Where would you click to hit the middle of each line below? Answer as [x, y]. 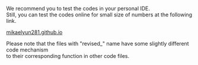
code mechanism [27, 50]
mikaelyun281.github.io [34, 32]
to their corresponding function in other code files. [68, 56]
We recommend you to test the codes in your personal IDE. [78, 8]
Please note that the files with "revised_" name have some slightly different [98, 44]
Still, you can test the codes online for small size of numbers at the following [99, 15]
